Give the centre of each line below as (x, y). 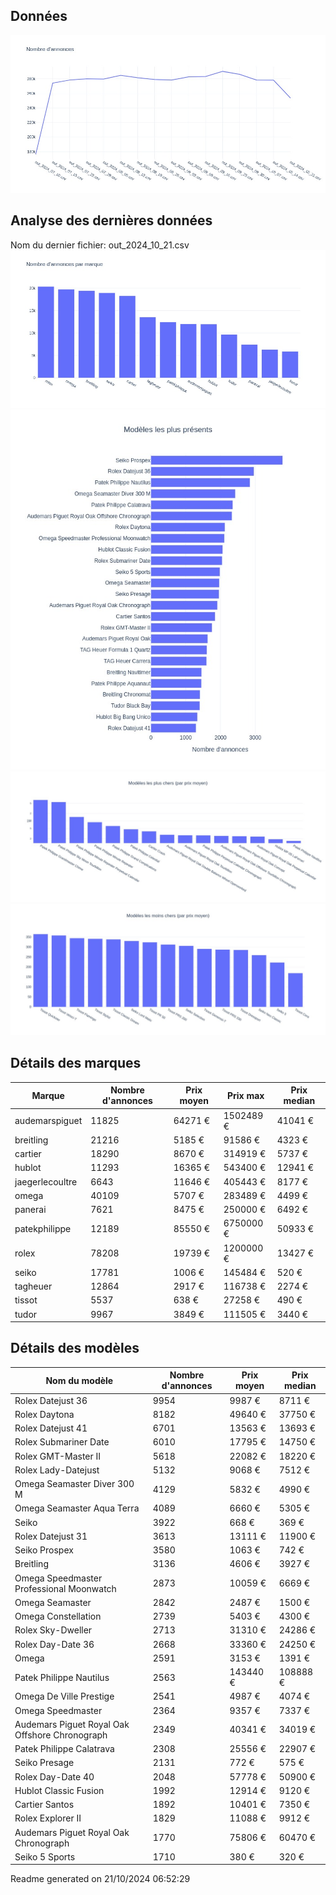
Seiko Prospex (44, 1550)
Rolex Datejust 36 (51, 1400)
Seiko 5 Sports (45, 1856)
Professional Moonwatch (65, 1588)
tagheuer (33, 1286)
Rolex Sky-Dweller (53, 1630)
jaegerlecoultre (46, 1181)
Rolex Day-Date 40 (54, 1776)
